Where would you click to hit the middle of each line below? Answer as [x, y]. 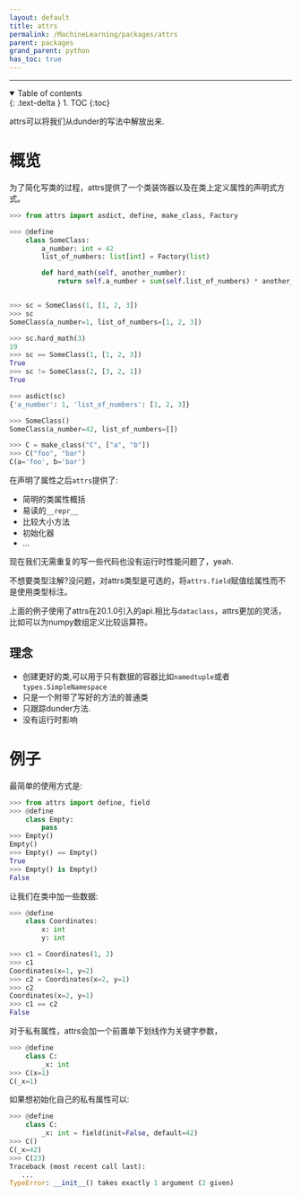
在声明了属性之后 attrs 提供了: [64, 480]
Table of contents [50, 93]
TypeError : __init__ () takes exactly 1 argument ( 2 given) [122, 1183]
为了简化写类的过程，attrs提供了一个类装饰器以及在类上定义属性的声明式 [143, 187]
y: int [54, 938]
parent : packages [42, 43]
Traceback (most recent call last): [77, 1166]
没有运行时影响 [50, 720]
